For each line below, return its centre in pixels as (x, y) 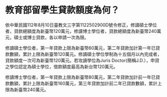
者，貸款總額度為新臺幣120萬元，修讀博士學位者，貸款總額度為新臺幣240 (81, 31)
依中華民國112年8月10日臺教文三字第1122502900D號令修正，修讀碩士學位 (81, 25)
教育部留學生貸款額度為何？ (62, 10)
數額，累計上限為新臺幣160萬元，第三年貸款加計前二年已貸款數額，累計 (83, 83)
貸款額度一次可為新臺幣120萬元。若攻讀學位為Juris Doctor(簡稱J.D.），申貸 (82, 60)
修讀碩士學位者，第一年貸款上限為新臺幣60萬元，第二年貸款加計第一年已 (80, 48)
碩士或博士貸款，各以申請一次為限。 (51, 37)
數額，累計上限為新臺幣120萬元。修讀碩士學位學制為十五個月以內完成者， (86, 54)
